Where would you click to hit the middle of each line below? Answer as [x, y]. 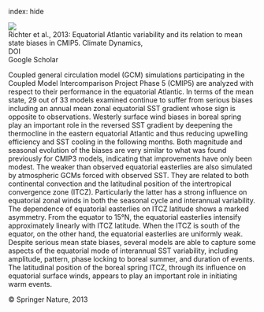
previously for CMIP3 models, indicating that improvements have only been [130, 158]
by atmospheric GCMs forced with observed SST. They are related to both [129, 175]
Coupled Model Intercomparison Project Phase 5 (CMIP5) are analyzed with [131, 83]
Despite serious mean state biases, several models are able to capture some [132, 242]
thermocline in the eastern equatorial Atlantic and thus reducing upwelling [128, 134]
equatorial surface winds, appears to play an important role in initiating [123, 276]
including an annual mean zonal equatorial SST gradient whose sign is [122, 108]
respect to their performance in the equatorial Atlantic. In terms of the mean [131, 91]
